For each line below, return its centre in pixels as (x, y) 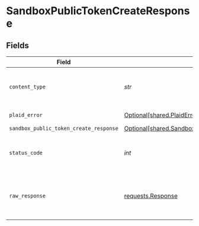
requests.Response (151, 196)
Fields (18, 45)
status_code (26, 153)
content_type (28, 87)
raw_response (28, 196)
